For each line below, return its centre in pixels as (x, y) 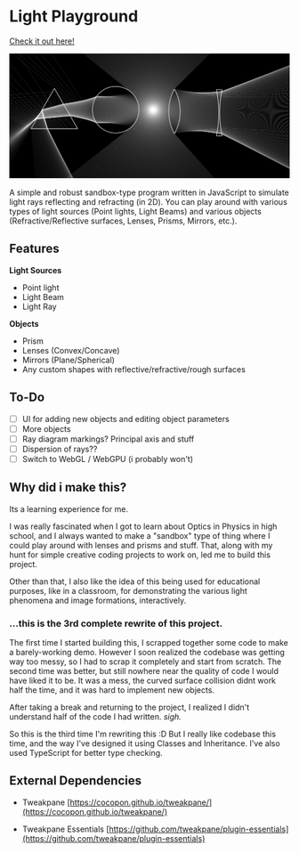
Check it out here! (42, 41)
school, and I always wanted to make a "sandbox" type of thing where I (140, 535)
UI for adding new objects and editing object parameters (125, 418)
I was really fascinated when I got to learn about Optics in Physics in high (143, 526)
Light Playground (74, 16)
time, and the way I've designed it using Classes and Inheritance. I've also (145, 743)
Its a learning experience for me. (69, 508)
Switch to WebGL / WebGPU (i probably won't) (108, 459)
